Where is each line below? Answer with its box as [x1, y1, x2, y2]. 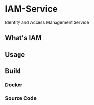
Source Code [5, 94, 37, 101]
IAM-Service [5, 3, 58, 15]
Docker [5, 82, 23, 88]
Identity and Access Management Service [5, 20, 89, 25]
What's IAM [5, 34, 42, 42]
